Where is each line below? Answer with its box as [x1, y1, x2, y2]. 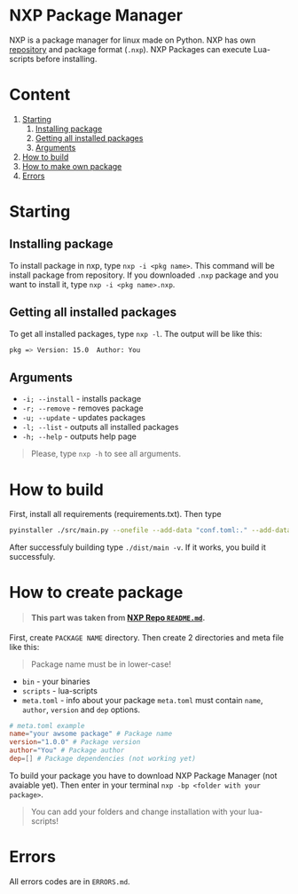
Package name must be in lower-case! [30, 658, 171, 670]
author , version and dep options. [21, 704, 140, 715]
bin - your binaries [21, 676, 90, 686]
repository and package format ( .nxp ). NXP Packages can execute [9, 43, 252, 54]
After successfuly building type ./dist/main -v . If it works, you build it [9, 542, 266, 553]
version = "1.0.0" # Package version [9, 738, 141, 747]
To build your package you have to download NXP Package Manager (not [9, 770, 278, 780]
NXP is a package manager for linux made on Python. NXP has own [9, 35, 256, 45]
